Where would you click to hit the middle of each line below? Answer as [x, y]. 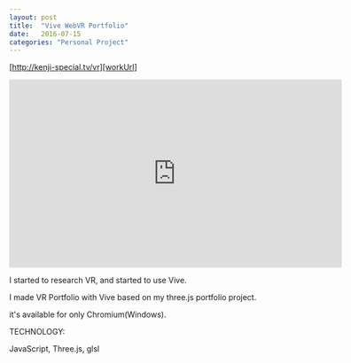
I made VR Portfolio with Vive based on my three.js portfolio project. [133, 297]
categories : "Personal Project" [69, 42]
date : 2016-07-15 [45, 34]
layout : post [33, 17]
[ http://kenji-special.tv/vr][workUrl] [73, 67]
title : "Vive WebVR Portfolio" [69, 26]
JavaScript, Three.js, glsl [55, 349]
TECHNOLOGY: [37, 332]
